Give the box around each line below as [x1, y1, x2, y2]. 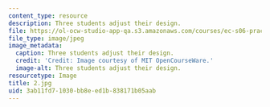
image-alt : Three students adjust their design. [15, 64, 182, 72]
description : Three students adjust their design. [8, 19, 182, 27]
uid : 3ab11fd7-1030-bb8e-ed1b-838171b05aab [8, 86, 157, 95]
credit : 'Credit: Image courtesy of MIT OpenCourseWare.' [15, 57, 215, 65]
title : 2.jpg [8, 79, 52, 87]
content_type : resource [8, 11, 88, 20]
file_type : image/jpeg [8, 34, 84, 43]
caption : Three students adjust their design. [15, 49, 174, 57]
